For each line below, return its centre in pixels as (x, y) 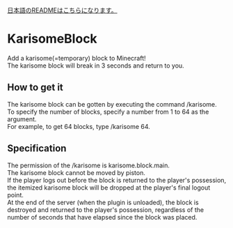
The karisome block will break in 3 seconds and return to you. (96, 66)
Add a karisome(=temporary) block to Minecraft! (77, 58)
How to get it (35, 88)
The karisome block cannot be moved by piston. (77, 172)
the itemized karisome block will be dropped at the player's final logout (109, 188)
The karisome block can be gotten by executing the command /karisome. (112, 104)
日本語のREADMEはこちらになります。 (62, 10)
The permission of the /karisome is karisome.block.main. (89, 165)
